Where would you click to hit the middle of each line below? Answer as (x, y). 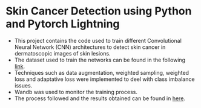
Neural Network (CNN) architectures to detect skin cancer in (90, 47)
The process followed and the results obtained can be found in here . (100, 98)
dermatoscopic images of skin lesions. (62, 53)
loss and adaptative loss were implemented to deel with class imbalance (104, 79)
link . (20, 66)
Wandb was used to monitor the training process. (76, 92)
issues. (23, 85)
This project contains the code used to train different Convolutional (98, 40)
